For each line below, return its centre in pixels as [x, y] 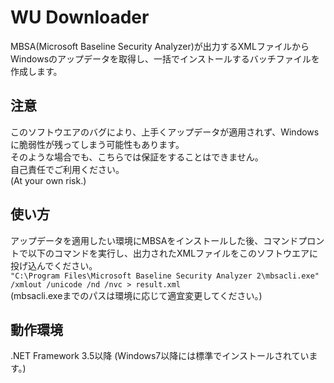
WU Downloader [80, 17]
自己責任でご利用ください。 [67, 169]
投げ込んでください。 [54, 265]
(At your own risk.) [48, 180]
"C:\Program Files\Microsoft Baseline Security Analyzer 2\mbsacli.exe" [165, 276]
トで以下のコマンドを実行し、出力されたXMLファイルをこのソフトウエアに [164, 253]
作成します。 [36, 71]
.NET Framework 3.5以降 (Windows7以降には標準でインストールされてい [160, 356]
